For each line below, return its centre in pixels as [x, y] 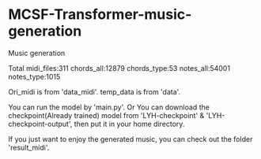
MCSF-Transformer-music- [100, 15]
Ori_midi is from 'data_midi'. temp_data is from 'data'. [95, 91]
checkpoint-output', [40, 124]
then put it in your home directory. [129, 124]
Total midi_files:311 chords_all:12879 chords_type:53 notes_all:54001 [119, 68]
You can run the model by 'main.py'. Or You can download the [109, 107]
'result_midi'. [29, 147]
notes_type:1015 [34, 76]
